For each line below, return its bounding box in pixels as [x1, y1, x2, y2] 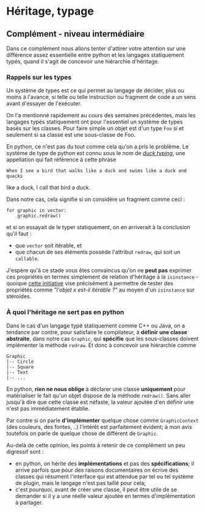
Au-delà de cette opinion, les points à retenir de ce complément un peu [6, 441, 185, 448]
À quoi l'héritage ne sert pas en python [6, 308, 124, 316]
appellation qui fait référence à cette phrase [6, 156, 117, 163]
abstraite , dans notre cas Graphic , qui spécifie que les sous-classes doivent [6, 335, 199, 342]
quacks [6, 173, 23, 180]
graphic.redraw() [17, 213, 62, 219]
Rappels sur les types [6, 73, 72, 81]
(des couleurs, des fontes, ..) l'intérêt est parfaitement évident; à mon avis [6, 423, 192, 430]
